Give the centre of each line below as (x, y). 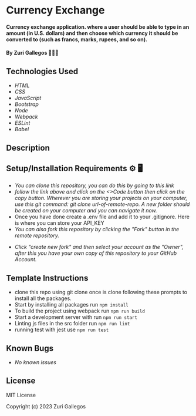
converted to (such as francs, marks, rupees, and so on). (77, 39)
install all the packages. (43, 298)
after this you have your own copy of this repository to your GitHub (96, 253)
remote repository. (37, 235)
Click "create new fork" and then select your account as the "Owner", (99, 247)
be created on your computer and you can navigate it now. (86, 211)
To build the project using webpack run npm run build (80, 311)
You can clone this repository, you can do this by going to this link (94, 185)
